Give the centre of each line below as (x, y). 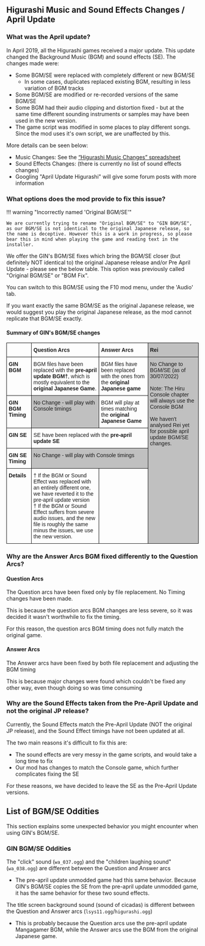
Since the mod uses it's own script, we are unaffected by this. (93, 133)
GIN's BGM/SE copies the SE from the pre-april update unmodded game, (107, 886)
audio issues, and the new (64, 518)
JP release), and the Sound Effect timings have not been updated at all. (95, 731)
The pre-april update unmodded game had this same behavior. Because (106, 880)
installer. (20, 244)
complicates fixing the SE (47, 774)
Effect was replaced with (62, 482)
